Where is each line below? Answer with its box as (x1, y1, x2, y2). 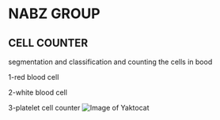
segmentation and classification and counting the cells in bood (8, 57, 213, 66)
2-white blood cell (8, 88, 67, 97)
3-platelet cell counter (8, 103, 81, 112)
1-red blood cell (8, 73, 59, 81)
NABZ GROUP (8, 5, 101, 23)
